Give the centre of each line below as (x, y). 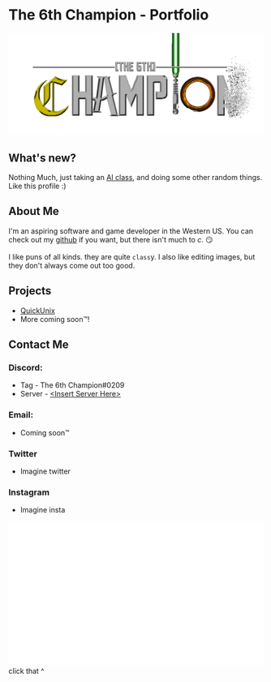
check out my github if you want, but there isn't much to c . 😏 (111, 239)
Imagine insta (43, 510)
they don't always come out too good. (72, 265)
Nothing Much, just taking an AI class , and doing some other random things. (135, 178)
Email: (21, 415)
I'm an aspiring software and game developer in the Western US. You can (131, 231)
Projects (30, 291)
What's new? (43, 158)
